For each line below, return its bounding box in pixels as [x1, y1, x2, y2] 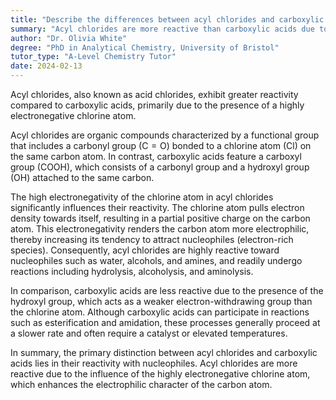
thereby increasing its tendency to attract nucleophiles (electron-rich [10, 234, 294, 245]
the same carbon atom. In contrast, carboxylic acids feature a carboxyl [10, 151, 302, 162]
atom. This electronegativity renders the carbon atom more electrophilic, [10, 223, 310, 235]
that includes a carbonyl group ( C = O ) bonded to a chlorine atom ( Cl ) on [10, 140, 312, 151]
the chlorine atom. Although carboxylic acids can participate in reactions [10, 306, 310, 318]
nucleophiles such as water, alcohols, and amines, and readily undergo [10, 255, 303, 266]
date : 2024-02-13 [10, 61, 83, 71]
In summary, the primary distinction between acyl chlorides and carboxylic [10, 347, 318, 358]
